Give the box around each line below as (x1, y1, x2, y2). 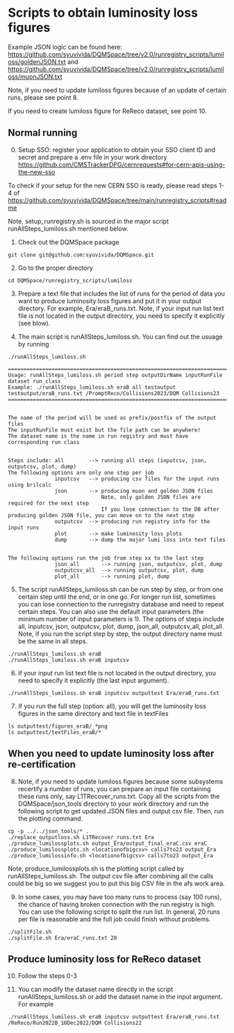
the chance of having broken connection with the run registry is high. (17, 900, 216, 908)
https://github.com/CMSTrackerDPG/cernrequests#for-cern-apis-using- (17, 160, 226, 169)
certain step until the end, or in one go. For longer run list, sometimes (17, 592, 216, 601)
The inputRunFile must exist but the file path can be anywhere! (8, 427, 201, 434)
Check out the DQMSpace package (17, 238, 120, 246)
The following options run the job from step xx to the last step (8, 554, 204, 562)
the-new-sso (17, 167, 56, 176)
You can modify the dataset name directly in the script (17, 985, 174, 994)
